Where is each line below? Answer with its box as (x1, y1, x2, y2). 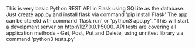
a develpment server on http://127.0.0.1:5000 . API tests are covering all (6, 23, 176, 30)
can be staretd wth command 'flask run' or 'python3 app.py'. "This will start (6, 17, 189, 24)
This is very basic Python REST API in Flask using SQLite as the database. (6, 5, 185, 12)
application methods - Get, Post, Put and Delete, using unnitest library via (6, 29, 184, 36)
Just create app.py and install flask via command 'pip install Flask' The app (6, 11, 188, 18)
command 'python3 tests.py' (6, 36, 76, 42)
